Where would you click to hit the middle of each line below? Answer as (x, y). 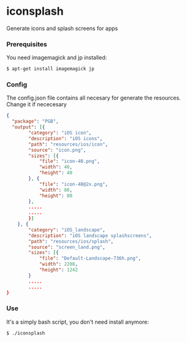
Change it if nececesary (37, 104)
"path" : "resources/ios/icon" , (68, 144)
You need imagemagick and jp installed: (57, 58)
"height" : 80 (55, 196)
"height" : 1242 (59, 270)
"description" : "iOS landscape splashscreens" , (90, 235)
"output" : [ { (29, 127)
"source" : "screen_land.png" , (67, 247)
